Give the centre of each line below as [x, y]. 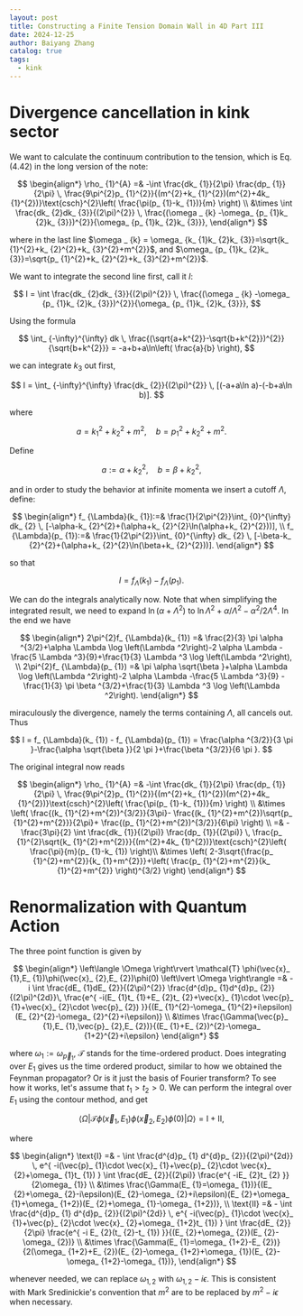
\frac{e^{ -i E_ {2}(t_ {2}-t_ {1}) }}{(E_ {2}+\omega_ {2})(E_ [155, 1233]
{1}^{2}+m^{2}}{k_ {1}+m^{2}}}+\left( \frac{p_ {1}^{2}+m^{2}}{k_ [151, 860]
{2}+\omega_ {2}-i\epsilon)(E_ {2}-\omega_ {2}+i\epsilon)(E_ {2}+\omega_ [151, 1194]
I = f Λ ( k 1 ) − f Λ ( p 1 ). [151, 581]
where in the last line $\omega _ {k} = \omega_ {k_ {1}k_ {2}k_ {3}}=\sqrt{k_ [149, 239]
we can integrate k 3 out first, [62, 366]
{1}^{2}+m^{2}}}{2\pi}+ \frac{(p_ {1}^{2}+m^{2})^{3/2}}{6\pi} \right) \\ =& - [151, 823]
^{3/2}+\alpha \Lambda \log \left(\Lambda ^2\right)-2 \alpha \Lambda [148, 647]
